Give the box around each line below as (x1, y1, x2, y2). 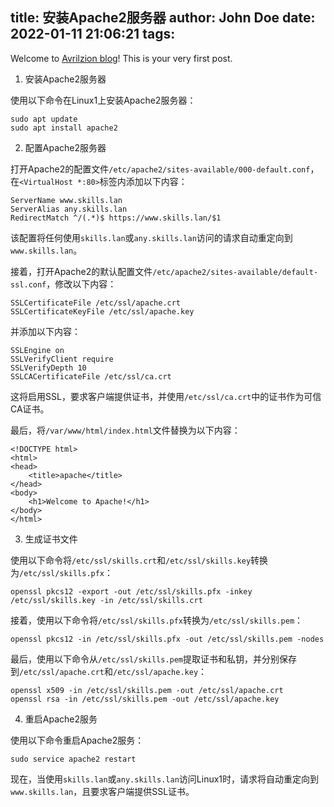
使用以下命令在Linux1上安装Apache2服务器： (10, 94, 197, 106)
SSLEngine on (10, 345, 65, 355)
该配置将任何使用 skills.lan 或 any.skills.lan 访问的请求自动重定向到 (10, 231, 293, 243)
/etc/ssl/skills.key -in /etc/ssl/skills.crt (10, 595, 203, 605)
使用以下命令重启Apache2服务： (10, 734, 145, 746)
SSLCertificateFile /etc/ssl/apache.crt (10, 298, 182, 308)
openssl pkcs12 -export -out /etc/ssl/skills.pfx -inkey (10, 586, 253, 597)
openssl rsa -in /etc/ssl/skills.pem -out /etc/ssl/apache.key (10, 694, 280, 704)
